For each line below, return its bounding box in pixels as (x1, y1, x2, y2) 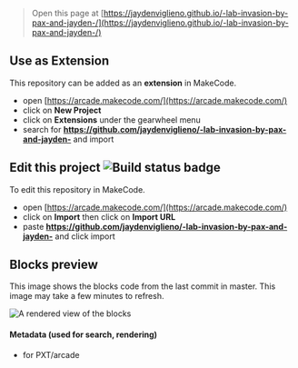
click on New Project (22, 104, 102, 115)
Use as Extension (9, 54, 110, 69)
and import (73, 134, 114, 144)
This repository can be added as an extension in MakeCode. (9, 77, 237, 88)
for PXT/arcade (22, 349, 80, 360)
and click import (55, 231, 115, 242)
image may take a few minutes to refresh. (9, 291, 164, 302)
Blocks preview (9, 257, 98, 273)
